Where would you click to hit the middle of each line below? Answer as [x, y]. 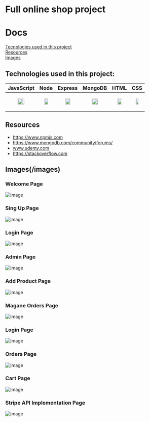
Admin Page [21, 257]
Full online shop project [55, 9]
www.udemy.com [31, 148]
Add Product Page [28, 281]
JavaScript [21, 88]
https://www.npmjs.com [38, 137]
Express [68, 88]
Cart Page [18, 378]
